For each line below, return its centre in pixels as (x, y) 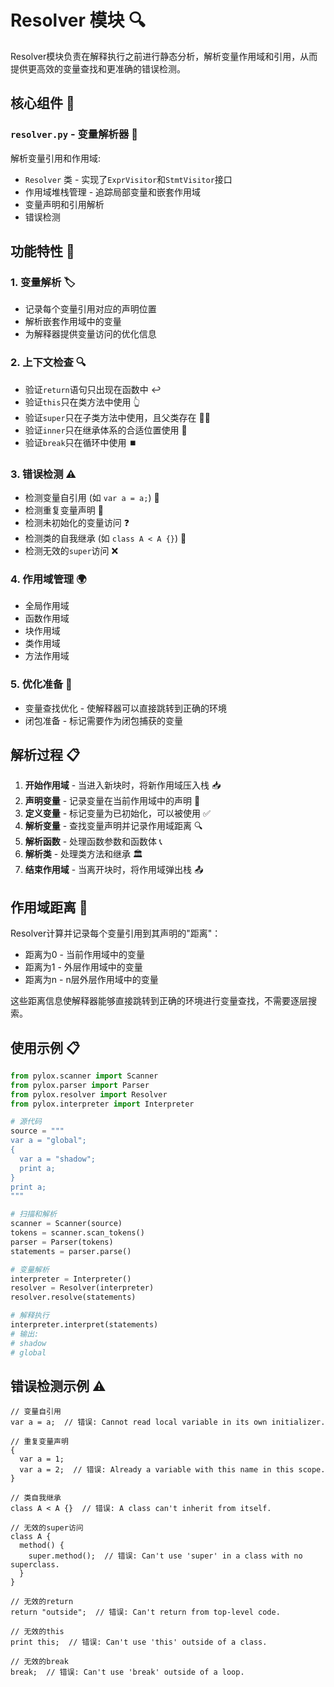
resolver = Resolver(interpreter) (82, 1288)
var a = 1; (42, 1459)
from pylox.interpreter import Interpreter (102, 1104)
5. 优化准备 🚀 (41, 684)
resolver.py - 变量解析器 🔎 (74, 134)
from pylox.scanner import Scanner (84, 1076)
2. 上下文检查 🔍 (48, 363)
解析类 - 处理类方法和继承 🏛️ (84, 854)
